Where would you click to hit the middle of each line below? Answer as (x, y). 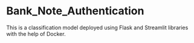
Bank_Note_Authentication (75, 11)
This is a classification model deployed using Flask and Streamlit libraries (97, 27)
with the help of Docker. (36, 33)
